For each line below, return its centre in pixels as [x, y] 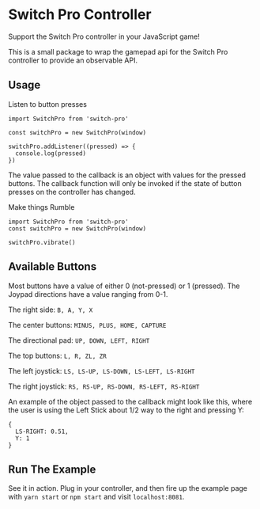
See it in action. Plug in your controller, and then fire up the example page [128, 488]
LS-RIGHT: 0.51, [42, 431]
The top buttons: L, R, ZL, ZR [57, 355]
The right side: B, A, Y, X [51, 310]
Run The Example [52, 469]
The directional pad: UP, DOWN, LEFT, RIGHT [79, 340]
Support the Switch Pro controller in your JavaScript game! [104, 36]
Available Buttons [53, 267]
